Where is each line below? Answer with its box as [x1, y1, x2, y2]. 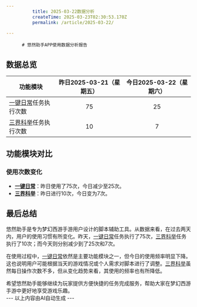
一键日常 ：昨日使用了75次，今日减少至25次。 [14, 183, 125, 190]
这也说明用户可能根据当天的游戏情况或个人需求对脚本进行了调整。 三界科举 [6, 259, 186, 267]
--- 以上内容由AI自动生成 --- [6, 294, 74, 301]
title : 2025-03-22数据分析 [32, 8, 95, 15]
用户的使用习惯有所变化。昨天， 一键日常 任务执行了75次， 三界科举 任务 [16, 232, 187, 239]
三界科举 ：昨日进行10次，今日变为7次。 [14, 190, 111, 197]
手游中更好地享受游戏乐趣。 [6, 287, 73, 294]
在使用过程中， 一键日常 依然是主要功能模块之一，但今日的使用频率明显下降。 [6, 252, 191, 259]
